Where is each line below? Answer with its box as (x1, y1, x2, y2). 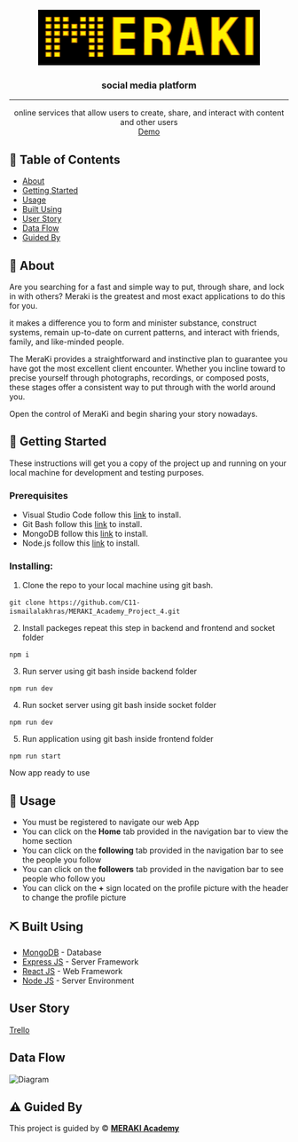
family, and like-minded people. (9, 336, 125, 347)
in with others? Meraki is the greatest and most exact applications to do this (9, 290, 286, 302)
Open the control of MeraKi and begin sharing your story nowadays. (9, 408, 258, 419)
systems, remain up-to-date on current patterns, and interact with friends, (9, 327, 280, 337)
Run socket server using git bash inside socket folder (21, 700, 217, 711)
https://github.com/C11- (48, 598, 141, 608)
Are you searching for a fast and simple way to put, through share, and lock (9, 281, 285, 292)
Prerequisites (9, 489, 68, 501)
